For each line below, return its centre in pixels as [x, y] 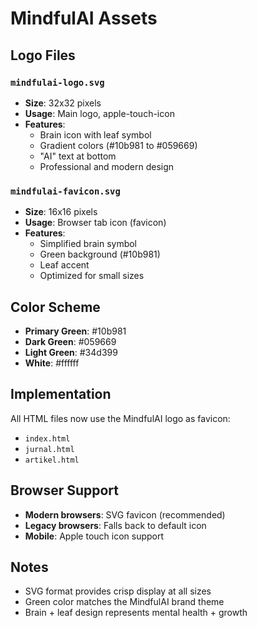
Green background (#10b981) [100, 254]
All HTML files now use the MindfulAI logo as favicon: [120, 418]
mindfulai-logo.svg [57, 82]
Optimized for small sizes [92, 276]
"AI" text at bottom [78, 156]
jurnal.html [49, 449]
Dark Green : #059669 [70, 341]
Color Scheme [55, 307]
